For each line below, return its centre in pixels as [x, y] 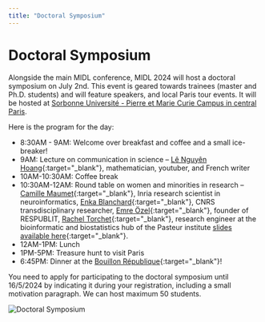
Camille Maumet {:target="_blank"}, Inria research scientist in [120, 193]
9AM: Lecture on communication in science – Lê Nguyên [113, 159]
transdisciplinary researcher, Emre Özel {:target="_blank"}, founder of [134, 210]
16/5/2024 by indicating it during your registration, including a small [120, 285]
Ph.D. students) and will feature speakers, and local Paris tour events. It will [132, 94]
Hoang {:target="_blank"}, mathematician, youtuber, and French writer [135, 168]
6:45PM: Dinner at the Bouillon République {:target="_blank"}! [121, 261]
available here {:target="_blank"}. [74, 236]
